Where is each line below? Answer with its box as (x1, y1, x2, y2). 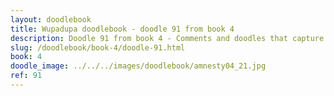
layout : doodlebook (10, 14, 92, 25)
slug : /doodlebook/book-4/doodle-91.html (10, 42, 186, 53)
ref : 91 (10, 71, 43, 81)
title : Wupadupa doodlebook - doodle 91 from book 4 (10, 24, 235, 34)
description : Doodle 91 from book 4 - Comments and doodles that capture (10, 33, 325, 43)
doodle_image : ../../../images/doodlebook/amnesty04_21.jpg (10, 61, 267, 71)
